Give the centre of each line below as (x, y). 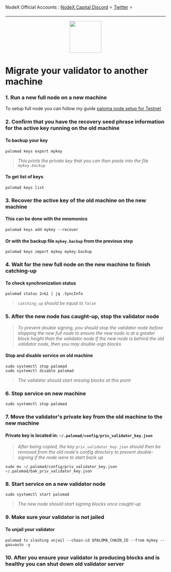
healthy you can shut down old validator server (65, 564)
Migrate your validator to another (77, 71)
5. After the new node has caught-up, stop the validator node (82, 317)
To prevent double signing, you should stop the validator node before (90, 327)
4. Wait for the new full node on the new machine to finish (78, 265)
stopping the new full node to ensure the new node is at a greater (87, 333)
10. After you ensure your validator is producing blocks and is (83, 557)
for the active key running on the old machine (62, 128)
